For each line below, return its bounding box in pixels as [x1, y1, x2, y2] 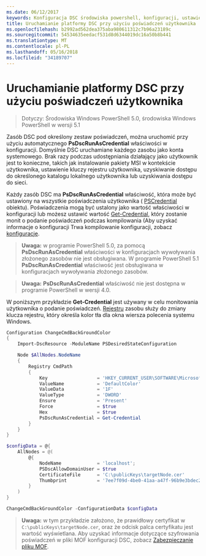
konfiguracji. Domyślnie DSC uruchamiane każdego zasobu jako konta [6, 146, 184, 154]
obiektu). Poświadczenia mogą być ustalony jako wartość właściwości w [6, 203, 189, 211]
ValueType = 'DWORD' [39, 392, 122, 398]
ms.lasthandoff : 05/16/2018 [6, 49, 78, 55]
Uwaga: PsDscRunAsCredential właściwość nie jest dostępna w [21, 280, 186, 287]
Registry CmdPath [28, 363, 72, 369]
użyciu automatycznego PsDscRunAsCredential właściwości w [6, 139, 167, 147]
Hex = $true [39, 409, 116, 415]
